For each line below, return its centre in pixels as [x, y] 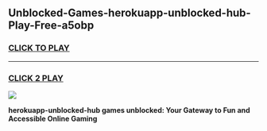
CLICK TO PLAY [39, 48]
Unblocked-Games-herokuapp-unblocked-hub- [130, 13]
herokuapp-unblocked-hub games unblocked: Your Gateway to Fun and [129, 110]
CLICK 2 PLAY [36, 78]
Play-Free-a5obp [51, 26]
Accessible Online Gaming [53, 118]
